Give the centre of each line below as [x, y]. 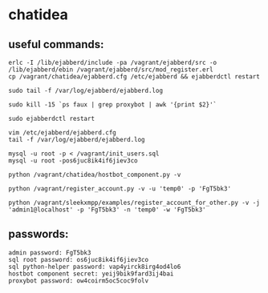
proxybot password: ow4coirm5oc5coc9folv [79, 281]
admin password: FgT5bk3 [50, 253]
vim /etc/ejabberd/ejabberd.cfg [62, 133]
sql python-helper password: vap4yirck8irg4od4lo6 [95, 267]
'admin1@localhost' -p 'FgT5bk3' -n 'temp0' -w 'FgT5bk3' [107, 210]
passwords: [39, 234]
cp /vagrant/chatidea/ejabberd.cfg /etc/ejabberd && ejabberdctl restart [134, 77]
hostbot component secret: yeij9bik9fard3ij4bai [91, 274]
